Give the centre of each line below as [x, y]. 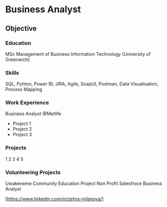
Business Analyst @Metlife [33, 114]
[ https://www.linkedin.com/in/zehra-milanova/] [54, 199]
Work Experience [27, 102]
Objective [21, 28]
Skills [12, 73]
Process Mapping [24, 89]
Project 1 [22, 123]
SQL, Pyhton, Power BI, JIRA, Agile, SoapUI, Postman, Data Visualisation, [82, 84]
